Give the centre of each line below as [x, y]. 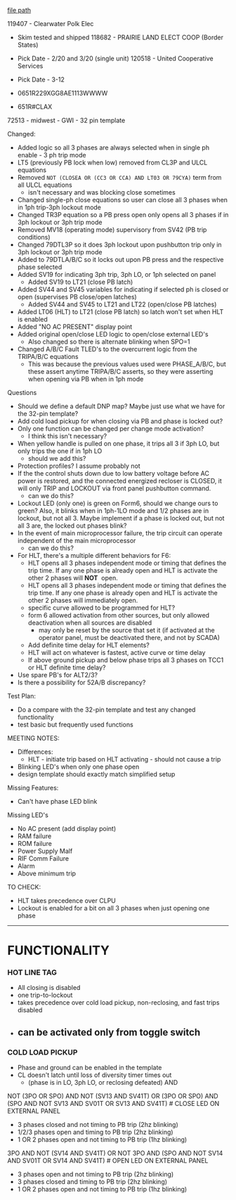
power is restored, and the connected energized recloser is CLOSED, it [120, 481]
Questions [22, 392]
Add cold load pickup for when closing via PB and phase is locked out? [120, 421]
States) [28, 45]
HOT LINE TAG [32, 972]
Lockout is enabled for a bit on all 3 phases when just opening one [113, 908]
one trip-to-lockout [45, 995]
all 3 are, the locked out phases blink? [72, 526]
